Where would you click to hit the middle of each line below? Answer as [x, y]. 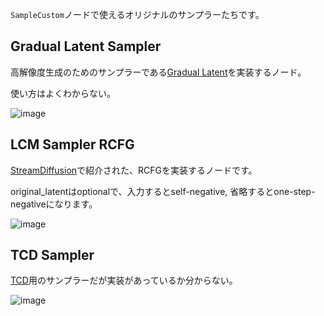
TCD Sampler [52, 255]
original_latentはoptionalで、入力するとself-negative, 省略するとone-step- [163, 191]
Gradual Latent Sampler [86, 46]
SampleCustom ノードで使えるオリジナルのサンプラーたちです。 [137, 14]
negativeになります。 [54, 204]
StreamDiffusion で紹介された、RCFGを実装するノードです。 [134, 170]
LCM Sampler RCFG [72, 144]
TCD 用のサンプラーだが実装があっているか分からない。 [124, 280]
